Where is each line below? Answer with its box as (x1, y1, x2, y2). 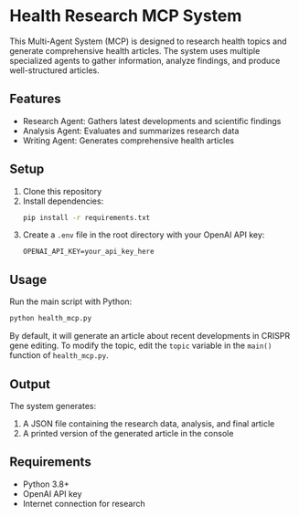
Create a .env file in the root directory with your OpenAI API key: (22, 229, 265, 240)
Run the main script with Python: (9, 296, 133, 307)
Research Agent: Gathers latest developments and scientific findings (22, 115, 282, 126)
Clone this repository (22, 185, 102, 196)
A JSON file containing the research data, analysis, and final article (22, 417, 275, 429)
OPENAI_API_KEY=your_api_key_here (22, 247, 155, 257)
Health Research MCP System (9, 5, 242, 26)
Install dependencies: (22, 195, 104, 206)
